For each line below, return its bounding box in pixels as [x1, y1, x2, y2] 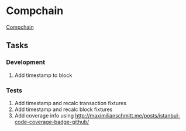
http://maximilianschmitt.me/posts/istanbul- [75, 112, 181, 119]
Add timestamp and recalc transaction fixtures [14, 99, 127, 106]
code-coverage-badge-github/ [14, 118, 89, 125]
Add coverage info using [14, 112, 74, 119]
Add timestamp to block [14, 72, 73, 79]
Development [6, 58, 46, 66]
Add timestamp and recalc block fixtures [14, 106, 113, 113]
